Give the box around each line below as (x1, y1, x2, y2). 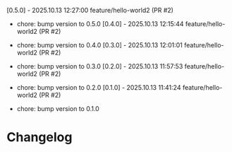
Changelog (6, 129, 73, 146)
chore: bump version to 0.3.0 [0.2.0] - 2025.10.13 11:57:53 (16, 62, 183, 70)
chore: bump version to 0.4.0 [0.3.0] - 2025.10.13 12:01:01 (16, 41, 183, 49)
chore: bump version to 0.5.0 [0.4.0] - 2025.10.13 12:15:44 (16, 20, 184, 28)
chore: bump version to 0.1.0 (16, 105, 99, 112)
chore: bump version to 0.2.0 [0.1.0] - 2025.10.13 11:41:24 (16, 83, 181, 91)
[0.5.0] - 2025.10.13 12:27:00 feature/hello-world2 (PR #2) (6, 6, 174, 14)
